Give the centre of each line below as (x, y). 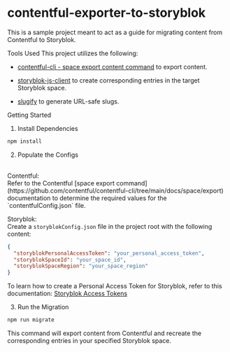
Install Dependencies (48, 128)
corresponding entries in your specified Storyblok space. (89, 341)
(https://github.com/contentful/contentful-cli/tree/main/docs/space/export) (115, 190)
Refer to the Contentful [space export (61, 183)
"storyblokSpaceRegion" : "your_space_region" (81, 266)
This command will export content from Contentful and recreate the (104, 333)
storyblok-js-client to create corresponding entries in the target (108, 80)
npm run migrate (31, 320)
